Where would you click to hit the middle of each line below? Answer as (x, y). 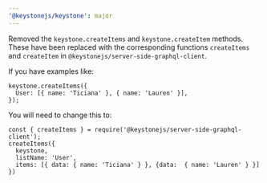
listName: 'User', (47, 157)
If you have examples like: (51, 71)
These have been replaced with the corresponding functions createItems (129, 47)
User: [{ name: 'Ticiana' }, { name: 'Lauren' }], (102, 93)
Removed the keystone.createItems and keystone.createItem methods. (126, 39)
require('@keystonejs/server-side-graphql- (168, 129)
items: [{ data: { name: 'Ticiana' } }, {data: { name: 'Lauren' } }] (138, 165)
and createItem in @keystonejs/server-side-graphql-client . (107, 55)
